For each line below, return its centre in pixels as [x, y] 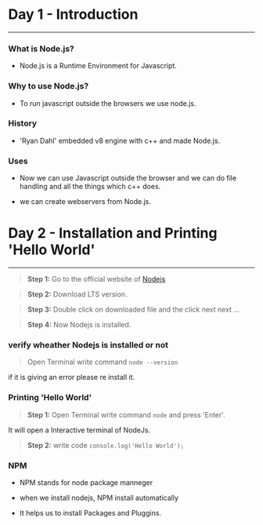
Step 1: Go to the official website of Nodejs [96, 279]
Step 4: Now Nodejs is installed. [79, 325]
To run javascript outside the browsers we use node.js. [108, 103]
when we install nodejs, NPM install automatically [99, 498]
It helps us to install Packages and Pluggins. [90, 512]
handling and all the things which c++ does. [90, 187]
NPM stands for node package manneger [86, 482]
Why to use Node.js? [49, 86]
